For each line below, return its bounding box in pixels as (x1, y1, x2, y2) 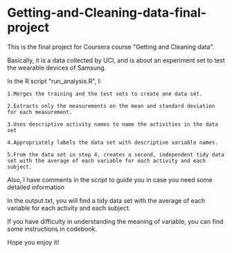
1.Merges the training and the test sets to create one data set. (7, 90, 203, 97)
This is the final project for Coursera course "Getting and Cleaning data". (7, 42, 215, 51)
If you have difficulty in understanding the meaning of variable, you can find (7, 217, 224, 225)
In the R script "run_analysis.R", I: (7, 76, 102, 85)
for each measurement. (7, 108, 73, 115)
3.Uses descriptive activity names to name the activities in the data (7, 120, 218, 128)
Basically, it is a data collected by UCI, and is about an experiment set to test (7, 56, 225, 64)
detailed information (7, 183, 64, 191)
